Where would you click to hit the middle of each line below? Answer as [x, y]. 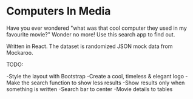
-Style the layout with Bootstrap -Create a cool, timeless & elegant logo [95, 76]
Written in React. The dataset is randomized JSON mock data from [90, 46]
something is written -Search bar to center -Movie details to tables [90, 89]
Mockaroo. [20, 52]
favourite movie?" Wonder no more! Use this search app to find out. [91, 34]
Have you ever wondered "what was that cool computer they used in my [96, 28]
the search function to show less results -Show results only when [103, 83]
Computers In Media [59, 11]
